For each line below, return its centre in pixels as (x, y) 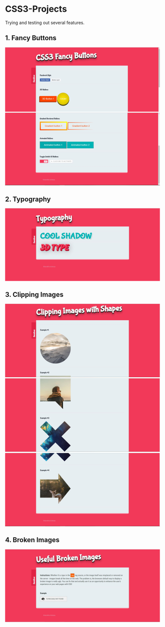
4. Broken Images (32, 540)
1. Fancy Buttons (31, 38)
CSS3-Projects (36, 9)
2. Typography (28, 199)
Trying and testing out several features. (45, 23)
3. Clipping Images (34, 295)
